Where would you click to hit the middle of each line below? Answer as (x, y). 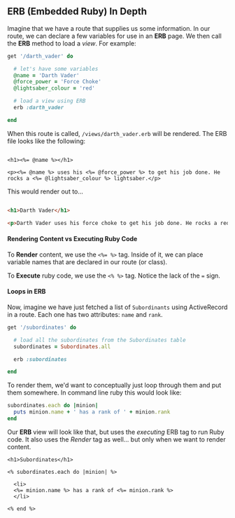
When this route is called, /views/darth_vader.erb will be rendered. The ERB (117, 133)
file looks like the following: (47, 141)
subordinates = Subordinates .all (62, 346)
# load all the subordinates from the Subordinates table (100, 340)
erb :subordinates (41, 359)
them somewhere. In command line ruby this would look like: (94, 393)
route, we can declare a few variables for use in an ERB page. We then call (114, 36)
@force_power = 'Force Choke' (57, 82)
